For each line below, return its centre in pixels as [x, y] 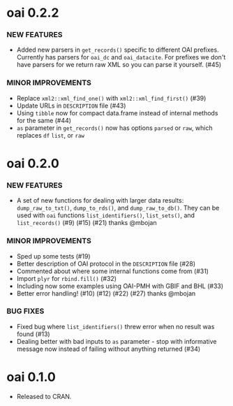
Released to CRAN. [44, 396]
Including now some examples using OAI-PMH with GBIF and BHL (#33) [120, 286]
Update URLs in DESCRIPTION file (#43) [71, 106]
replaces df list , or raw [51, 135]
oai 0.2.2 [33, 13]
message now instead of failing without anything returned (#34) [108, 349]
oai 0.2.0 [33, 163]
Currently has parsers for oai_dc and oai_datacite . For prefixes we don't [121, 57]
